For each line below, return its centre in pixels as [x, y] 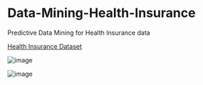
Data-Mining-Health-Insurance [101, 13]
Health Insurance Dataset [45, 46]
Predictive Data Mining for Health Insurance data [79, 33]
